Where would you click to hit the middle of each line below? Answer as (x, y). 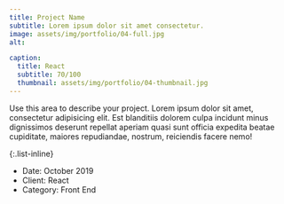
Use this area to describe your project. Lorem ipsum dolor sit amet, (132, 108)
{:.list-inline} (32, 153)
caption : (25, 59)
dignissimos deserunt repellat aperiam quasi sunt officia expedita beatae (142, 127)
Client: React (45, 180)
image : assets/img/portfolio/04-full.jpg (87, 34)
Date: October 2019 (58, 170)
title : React (41, 67)
